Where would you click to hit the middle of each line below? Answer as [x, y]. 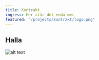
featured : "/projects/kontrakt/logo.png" [50, 19]
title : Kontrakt [23, 10]
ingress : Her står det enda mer [40, 15]
